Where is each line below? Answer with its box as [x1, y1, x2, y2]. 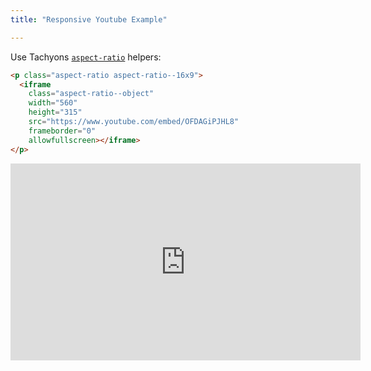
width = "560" [28, 98, 78, 108]
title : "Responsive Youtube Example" [10, 14, 168, 25]
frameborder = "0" [28, 126, 97, 136]
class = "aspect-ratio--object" [28, 89, 155, 99]
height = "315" [28, 107, 83, 118]
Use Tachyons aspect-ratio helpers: [10, 51, 162, 63]
